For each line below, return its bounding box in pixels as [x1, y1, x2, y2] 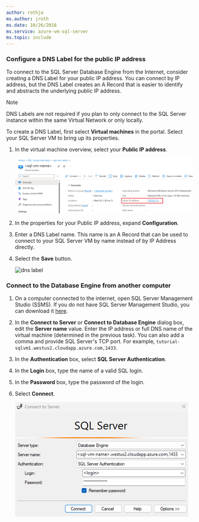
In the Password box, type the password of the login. [14, 378, 145, 385]
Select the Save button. [14, 255, 73, 262]
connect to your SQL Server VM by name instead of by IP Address [14, 237, 176, 244]
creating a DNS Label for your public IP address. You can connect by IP [6, 75, 180, 82]
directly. [14, 243, 35, 251]
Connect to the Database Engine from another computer [6, 281, 171, 289]
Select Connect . [14, 390, 55, 397]
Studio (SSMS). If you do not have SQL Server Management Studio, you [14, 300, 190, 308]
